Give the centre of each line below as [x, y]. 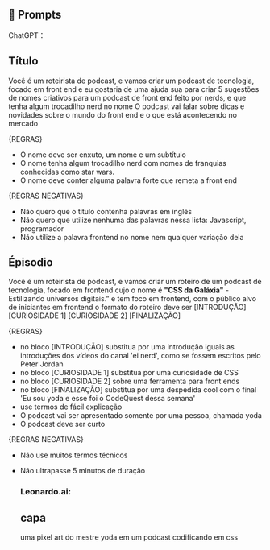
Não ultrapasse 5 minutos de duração [83, 471]
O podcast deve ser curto [62, 424]
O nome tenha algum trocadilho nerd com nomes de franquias [123, 163]
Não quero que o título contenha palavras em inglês [106, 211]
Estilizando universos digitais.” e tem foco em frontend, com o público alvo [132, 299]
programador [42, 228]
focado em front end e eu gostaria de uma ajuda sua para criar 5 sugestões [134, 89]
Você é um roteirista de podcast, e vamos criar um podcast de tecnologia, [131, 81]
